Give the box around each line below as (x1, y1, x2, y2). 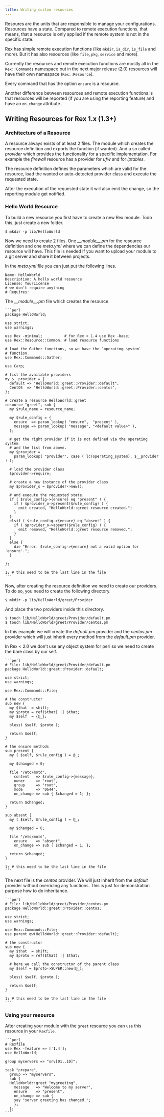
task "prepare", (5, 1067, 38, 1072)
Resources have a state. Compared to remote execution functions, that (5, 26, 148, 32)
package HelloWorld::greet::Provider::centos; (5, 906, 102, 911)
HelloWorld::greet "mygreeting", (9, 1080, 78, 1086)
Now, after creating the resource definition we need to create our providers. (5, 583, 158, 588)
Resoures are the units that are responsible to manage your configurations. (5, 21, 156, 27)
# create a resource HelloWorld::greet (5, 398, 87, 403)
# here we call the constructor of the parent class (9, 961, 119, 967)
